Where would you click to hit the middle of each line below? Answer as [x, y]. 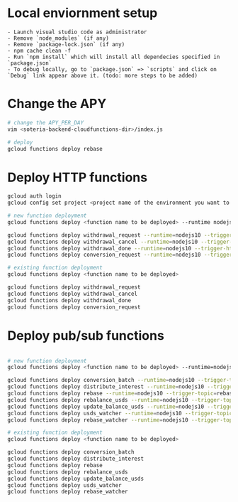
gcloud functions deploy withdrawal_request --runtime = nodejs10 [104, 235]
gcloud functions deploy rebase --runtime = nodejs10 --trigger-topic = [112, 393]
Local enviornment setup [83, 13]
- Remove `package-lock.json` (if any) [66, 44]
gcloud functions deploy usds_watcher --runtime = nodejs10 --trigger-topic [120, 413]
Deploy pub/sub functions [86, 335]
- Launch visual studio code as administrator [77, 32]
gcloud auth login [34, 196]
